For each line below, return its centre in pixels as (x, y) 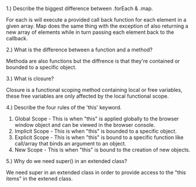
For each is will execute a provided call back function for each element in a (96, 20)
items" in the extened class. (39, 179)
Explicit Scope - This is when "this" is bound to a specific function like (99, 137)
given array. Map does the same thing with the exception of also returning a (97, 26)
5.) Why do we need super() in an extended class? (67, 161)
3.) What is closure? (30, 79)
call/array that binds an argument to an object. (71, 143)
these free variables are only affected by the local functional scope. (87, 96)
